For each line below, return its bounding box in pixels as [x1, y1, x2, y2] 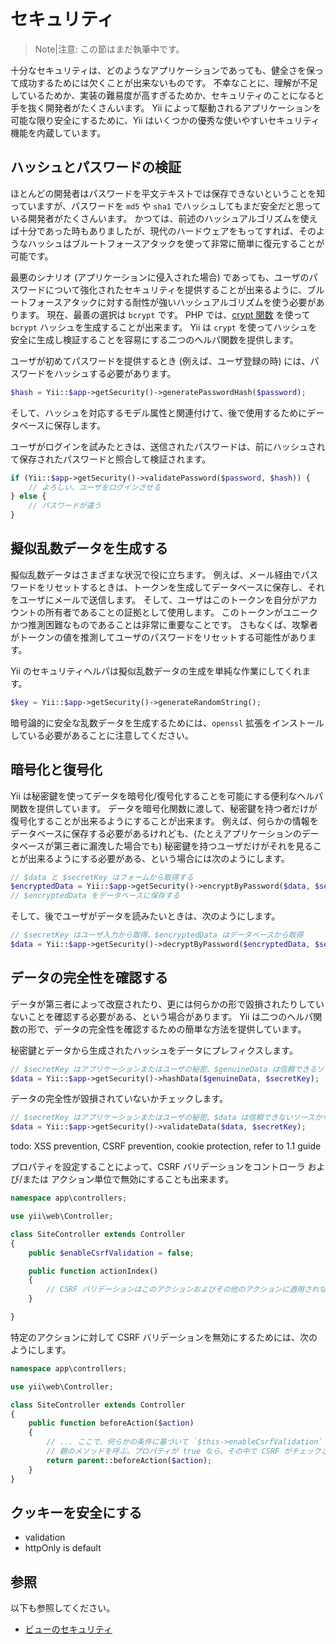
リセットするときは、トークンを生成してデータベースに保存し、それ [44, 581, 325, 593]
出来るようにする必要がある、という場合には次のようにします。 [27, 852, 290, 864]
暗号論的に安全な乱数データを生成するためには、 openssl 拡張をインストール [10, 716, 325, 729]
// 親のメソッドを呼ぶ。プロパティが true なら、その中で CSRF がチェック [46, 1446, 322, 1457]
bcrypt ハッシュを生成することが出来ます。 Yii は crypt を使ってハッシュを [10, 321, 318, 333]
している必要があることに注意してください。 [10, 729, 194, 741]
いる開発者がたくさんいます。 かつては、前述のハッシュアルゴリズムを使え [10, 212, 318, 224]
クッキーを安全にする [10, 1504, 143, 1521]
